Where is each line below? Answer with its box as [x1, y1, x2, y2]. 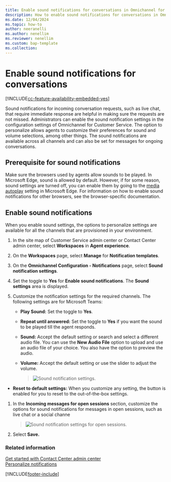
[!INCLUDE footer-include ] [5, 471, 60, 477]
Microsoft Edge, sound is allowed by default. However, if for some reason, [5, 177, 160, 183]
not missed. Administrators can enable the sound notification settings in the [5, 116, 164, 122]
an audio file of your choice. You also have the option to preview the [20, 345, 163, 351]
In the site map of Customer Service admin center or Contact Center [12, 237, 156, 244]
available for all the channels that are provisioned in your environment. [5, 227, 153, 233]
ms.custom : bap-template [5, 41, 58, 46]
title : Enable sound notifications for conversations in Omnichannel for [5, 7, 165, 13]
